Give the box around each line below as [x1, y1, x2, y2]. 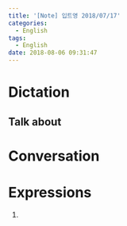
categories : [8, 19, 48, 27]
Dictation [8, 83, 70, 101]
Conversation [8, 147, 100, 165]
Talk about [8, 115, 62, 129]
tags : [8, 34, 26, 42]
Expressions [8, 183, 92, 201]
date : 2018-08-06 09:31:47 [8, 49, 98, 57]
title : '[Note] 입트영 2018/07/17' [8, 11, 121, 20]
